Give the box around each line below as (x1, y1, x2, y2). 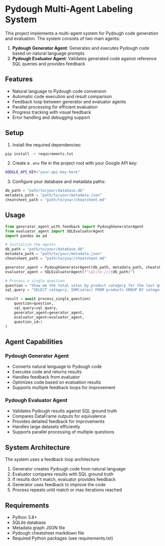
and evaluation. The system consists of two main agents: (5, 36, 120, 41)
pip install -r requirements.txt (5, 151, 74, 156)
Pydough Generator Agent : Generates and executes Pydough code (12, 45, 150, 51)
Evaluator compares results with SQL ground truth (12, 471, 114, 477)
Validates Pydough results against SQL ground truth (12, 408, 117, 414)
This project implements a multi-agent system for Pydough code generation (5, 30, 159, 36)
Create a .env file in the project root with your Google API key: (12, 160, 138, 166)
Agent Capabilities (5, 337, 63, 346)
